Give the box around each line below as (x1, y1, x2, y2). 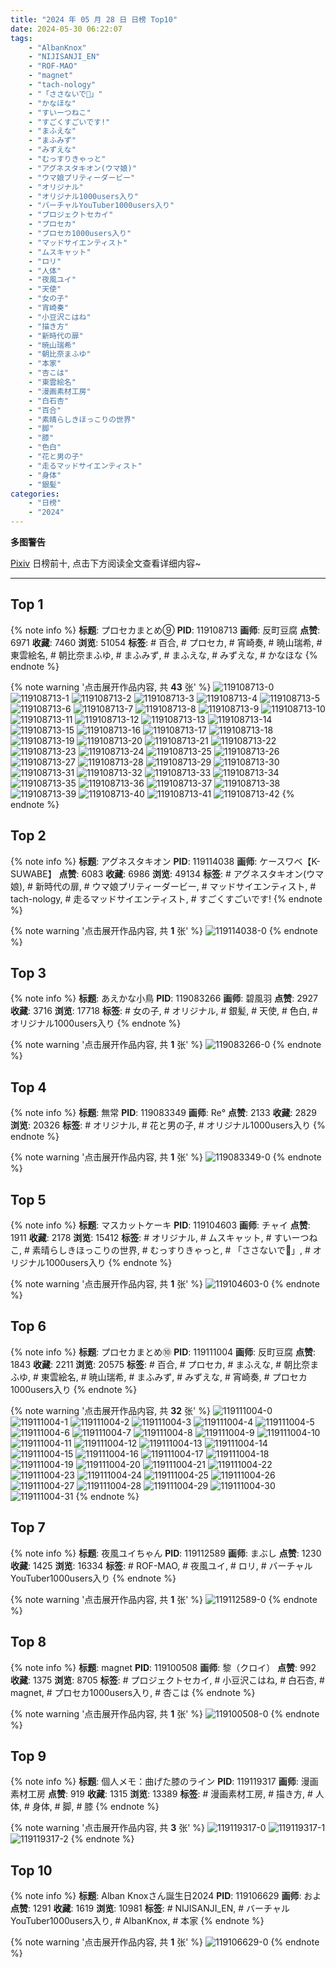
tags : (10, 33, 33, 43)
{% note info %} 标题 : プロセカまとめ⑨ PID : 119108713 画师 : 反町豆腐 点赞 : (10, 624, 321, 636)
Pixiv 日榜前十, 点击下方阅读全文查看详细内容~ (10, 557, 202, 569)
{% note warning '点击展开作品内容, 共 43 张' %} (10, 681, 212, 693)
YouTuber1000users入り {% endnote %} (10, 1572, 177, 1584)
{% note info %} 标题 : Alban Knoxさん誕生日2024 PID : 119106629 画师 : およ (10, 1890, 322, 1902)
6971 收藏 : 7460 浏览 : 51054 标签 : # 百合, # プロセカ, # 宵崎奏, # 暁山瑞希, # (10, 636, 323, 648)
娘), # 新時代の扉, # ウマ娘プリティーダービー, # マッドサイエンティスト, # (10, 880, 317, 892)
